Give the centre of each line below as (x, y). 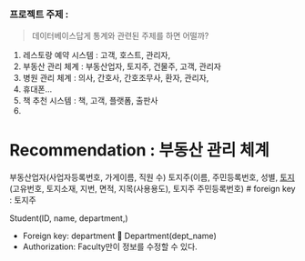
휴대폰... (37, 89)
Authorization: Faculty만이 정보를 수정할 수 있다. (110, 246)
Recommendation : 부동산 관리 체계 (140, 151)
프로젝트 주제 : (39, 14)
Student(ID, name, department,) (69, 218)
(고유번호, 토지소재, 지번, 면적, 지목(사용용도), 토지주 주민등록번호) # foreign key (152, 189)
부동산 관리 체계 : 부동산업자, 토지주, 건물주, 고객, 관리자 (122, 66)
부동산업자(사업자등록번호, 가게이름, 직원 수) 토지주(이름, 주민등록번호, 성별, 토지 (152, 177)
